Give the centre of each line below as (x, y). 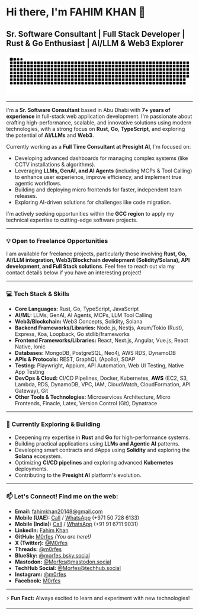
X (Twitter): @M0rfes (41, 543)
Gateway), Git (31, 391)
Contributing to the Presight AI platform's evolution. (78, 475)
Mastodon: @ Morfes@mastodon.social (63, 562)
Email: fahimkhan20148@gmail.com (59, 511)
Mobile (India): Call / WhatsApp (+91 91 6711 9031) (76, 524)
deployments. (31, 469)
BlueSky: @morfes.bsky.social (52, 555)
